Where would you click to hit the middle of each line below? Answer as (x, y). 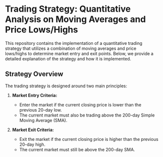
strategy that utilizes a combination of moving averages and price (71, 48)
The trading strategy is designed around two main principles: (66, 86)
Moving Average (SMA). (43, 120)
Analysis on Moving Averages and (75, 19)
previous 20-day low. (41, 110)
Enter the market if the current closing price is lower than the (80, 105)
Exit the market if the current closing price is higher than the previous (89, 139)
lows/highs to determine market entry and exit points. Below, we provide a (79, 53)
